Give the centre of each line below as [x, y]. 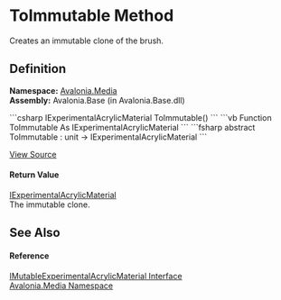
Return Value [34, 175]
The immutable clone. [50, 205]
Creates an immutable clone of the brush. [87, 41]
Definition [37, 69]
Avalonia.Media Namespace [61, 286]
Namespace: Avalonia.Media [63, 90]
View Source [33, 154]
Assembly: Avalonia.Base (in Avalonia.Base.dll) [97, 100]
